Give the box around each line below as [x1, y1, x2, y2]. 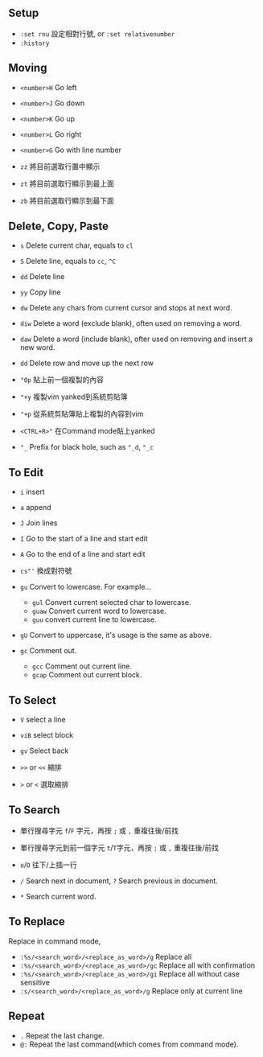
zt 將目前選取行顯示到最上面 [19, 179, 115, 188]
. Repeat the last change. [19, 1030, 105, 1040]
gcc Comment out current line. [31, 661, 133, 671]
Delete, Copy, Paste [8, 220, 109, 233]
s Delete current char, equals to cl [19, 241, 134, 250]
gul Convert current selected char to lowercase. [31, 598, 191, 607]
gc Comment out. [19, 646, 77, 656]
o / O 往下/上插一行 [19, 860, 78, 870]
